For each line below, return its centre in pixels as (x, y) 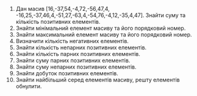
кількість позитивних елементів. (58, 22)
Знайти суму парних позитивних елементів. (73, 60)
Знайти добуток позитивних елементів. (67, 73)
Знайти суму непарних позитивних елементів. (76, 67)
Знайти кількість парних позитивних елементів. (78, 54)
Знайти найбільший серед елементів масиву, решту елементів (98, 80)
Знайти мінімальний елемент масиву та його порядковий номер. (101, 28)
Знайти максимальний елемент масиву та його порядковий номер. (104, 35)
